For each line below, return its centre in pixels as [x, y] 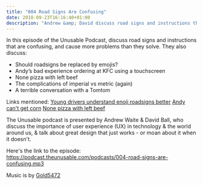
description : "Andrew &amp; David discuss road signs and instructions [98, 23]
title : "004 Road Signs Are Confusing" [56, 12]
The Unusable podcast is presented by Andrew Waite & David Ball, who [95, 120]
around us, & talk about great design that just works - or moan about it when [101, 133]
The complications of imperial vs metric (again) [74, 84]
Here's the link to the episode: [44, 151]
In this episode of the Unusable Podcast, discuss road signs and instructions [101, 40]
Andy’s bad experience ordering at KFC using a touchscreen [90, 71]
